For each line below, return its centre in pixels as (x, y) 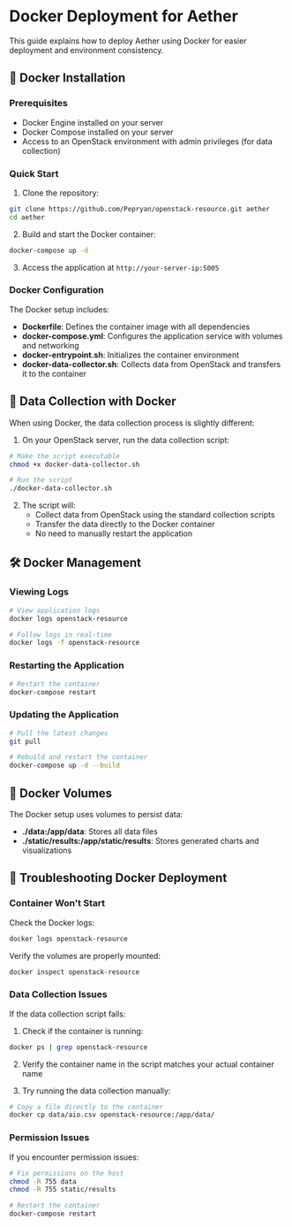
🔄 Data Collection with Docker (93, 401)
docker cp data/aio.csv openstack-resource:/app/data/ (112, 1115)
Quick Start (34, 173)
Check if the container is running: (82, 1031)
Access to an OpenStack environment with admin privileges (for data (147, 141)
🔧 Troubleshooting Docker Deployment (118, 878)
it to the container (54, 373)
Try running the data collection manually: (96, 1091)
